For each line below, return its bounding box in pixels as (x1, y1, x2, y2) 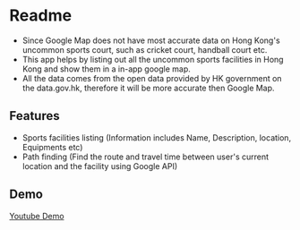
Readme (9, 5, 73, 26)
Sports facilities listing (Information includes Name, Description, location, (21, 132, 292, 143)
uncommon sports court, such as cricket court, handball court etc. (21, 44, 268, 55)
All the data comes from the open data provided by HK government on (21, 72, 282, 83)
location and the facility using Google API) (21, 160, 178, 171)
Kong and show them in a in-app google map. (21, 64, 191, 74)
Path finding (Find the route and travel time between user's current (21, 151, 270, 162)
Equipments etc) (21, 141, 83, 152)
